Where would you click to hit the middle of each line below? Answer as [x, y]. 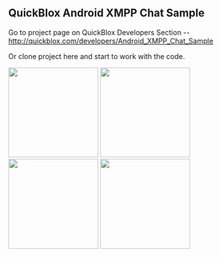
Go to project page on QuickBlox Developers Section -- [99, 32]
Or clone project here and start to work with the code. [97, 56]
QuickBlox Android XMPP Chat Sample [107, 13]
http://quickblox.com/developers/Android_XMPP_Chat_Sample [111, 41]
